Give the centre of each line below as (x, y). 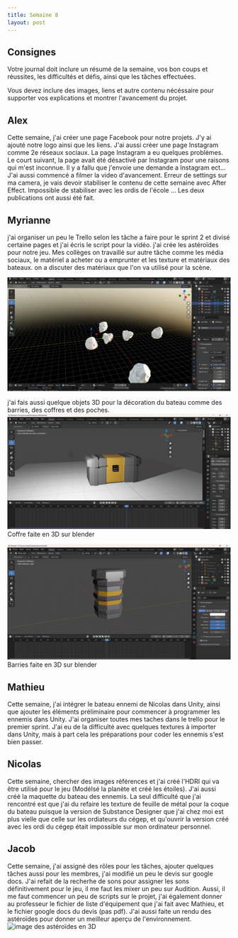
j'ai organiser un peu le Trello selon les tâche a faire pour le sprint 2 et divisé (119, 237)
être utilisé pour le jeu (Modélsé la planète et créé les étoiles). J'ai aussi (112, 789)
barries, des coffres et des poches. (58, 410)
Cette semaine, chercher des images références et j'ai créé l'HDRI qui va (113, 781)
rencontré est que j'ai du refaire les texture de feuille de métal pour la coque (118, 804)
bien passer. (25, 741)
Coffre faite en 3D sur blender (51, 534)
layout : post (27, 22)
